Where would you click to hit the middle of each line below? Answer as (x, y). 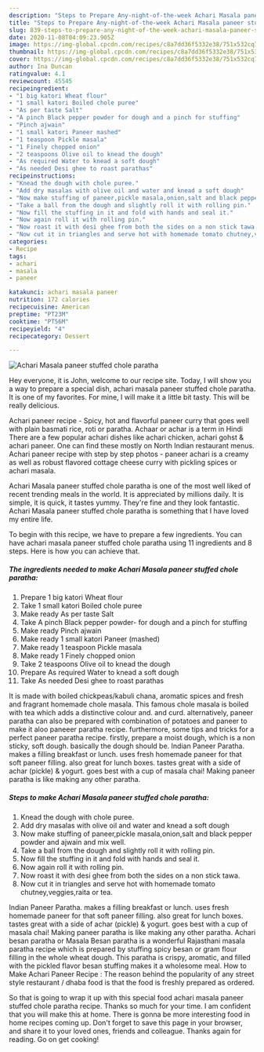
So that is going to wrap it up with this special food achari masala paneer (126, 998)
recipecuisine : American (49, 307)
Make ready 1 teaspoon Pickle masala (81, 648)
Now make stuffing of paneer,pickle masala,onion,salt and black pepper (136, 834)
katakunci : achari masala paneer (63, 292)
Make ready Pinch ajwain (61, 631)
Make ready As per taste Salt (67, 614)
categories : (28, 242)
